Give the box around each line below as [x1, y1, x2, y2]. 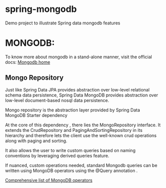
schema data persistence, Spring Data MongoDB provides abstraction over [5, 92, 159, 98]
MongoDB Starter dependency [5, 112, 68, 118]
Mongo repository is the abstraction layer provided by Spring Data [5, 107, 140, 113]
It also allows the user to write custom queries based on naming [5, 147, 136, 153]
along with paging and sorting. [5, 138, 68, 144]
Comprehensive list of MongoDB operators [5, 177, 93, 183]
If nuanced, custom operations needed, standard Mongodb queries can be [5, 162, 158, 168]
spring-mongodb [5, 3, 77, 15]
